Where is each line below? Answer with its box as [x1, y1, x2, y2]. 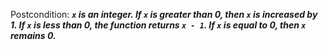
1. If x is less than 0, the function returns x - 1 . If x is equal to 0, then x [10, 19, 307, 31]
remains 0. [10, 30, 57, 41]
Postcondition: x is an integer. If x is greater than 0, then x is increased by [10, 9, 318, 20]
